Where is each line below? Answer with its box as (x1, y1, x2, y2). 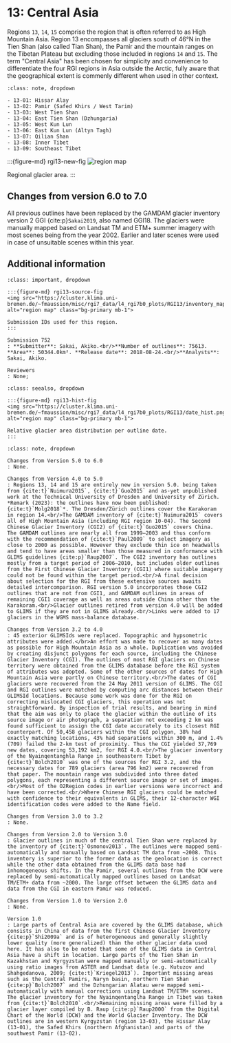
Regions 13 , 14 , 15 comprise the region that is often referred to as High (7, 28, 206, 36)
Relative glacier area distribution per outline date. (7, 427, 168, 434)
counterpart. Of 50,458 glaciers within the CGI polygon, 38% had (7, 728, 201, 735)
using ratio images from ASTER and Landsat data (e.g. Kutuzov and (7, 963, 205, 971)
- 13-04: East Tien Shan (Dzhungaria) (7, 115, 118, 122)
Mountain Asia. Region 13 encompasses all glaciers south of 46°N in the (7, 34, 211, 43)
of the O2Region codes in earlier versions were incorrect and (37, 783, 223, 789)
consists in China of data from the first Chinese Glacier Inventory (7, 927, 211, 934)
